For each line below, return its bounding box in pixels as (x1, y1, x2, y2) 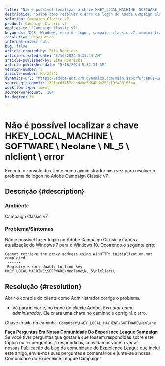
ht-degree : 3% (5, 94, 34, 99)
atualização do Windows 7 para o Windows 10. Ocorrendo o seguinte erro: (5, 242, 156, 248)
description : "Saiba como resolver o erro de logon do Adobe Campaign (5, 12, 153, 17)
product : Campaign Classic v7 (5, 21, 67, 26)
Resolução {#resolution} (5, 282, 82, 291)
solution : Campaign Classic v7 (5, 16, 69, 21)
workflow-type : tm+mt (5, 85, 50, 90)
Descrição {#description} (5, 187, 85, 195)
